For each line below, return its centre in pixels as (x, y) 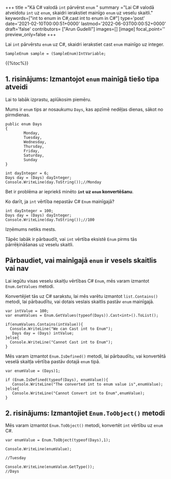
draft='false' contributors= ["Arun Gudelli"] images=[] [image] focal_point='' (85, 29)
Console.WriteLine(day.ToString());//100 (50, 220)
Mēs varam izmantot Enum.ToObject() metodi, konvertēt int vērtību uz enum (84, 425)
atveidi (17, 87)
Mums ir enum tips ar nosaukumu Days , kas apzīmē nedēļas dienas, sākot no (84, 109)
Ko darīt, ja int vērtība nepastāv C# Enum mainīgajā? (60, 201)
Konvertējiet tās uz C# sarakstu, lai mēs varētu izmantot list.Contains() (82, 296)
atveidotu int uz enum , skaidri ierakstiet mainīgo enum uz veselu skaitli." (79, 13)
